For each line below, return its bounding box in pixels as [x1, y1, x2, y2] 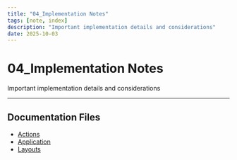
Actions [17, 130, 40, 138]
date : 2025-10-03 [7, 30, 59, 38]
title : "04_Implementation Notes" [7, 10, 109, 18]
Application [17, 137, 51, 146]
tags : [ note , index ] [7, 17, 68, 24]
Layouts [17, 145, 41, 153]
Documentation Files [7, 111, 101, 123]
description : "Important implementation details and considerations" [7, 23, 217, 30]
